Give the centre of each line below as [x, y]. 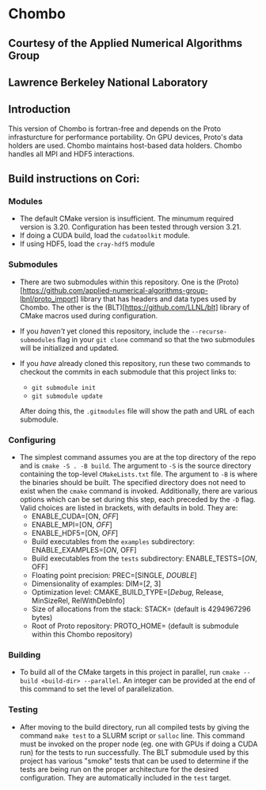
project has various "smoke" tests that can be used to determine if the [134, 761]
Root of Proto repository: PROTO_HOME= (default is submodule [135, 626]
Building [25, 654]
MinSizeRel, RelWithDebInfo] [78, 601]
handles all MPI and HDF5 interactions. [71, 154]
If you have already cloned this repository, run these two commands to [135, 363]
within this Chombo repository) [82, 634]
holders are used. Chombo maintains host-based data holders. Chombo [125, 145]
